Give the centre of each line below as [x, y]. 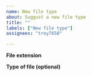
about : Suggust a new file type [46, 17]
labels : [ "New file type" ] [39, 28]
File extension [24, 55]
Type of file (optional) [34, 67]
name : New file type [32, 11]
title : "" [18, 22]
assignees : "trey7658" [34, 34]
